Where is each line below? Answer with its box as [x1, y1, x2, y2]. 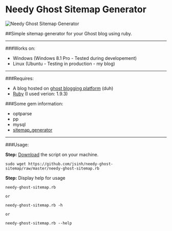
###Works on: [5, 45, 36, 51]
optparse [12, 110, 32, 116]
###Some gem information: [5, 100, 63, 107]
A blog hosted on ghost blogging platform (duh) [12, 85, 114, 91]
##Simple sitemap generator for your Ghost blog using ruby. [5, 30, 132, 36]
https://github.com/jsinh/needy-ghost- [28, 161, 114, 166]
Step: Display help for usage [5, 175, 66, 181]
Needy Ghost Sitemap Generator [5, 4, 147, 15]
